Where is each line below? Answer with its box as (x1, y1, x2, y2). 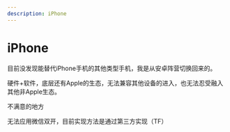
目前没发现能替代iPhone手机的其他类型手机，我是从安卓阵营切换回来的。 (7, 64, 217, 72)
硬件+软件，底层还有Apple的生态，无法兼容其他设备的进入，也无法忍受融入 (7, 79, 224, 87)
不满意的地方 (7, 102, 44, 110)
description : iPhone (7, 10, 68, 17)
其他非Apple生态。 (7, 88, 61, 96)
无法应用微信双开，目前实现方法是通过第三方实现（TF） (7, 117, 168, 125)
